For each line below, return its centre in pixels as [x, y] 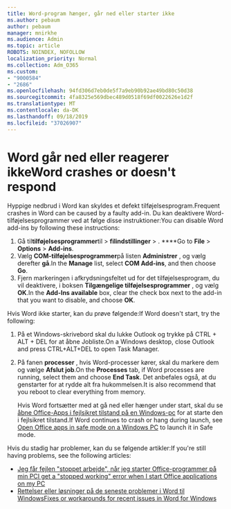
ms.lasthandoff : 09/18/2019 [48, 116]
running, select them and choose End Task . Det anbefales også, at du [117, 377]
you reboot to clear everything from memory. [81, 392]
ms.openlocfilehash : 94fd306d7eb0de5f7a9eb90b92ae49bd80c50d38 [100, 91]
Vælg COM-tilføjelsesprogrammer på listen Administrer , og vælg [111, 256]
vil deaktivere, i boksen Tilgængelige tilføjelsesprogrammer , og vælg [118, 285]
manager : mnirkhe [32, 33]
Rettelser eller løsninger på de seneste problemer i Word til [101, 491]
